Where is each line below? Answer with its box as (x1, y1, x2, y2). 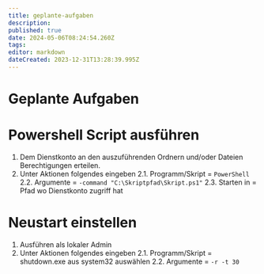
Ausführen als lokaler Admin (19, 239, 112, 249)
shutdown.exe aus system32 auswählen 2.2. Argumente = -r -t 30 (19, 257, 239, 266)
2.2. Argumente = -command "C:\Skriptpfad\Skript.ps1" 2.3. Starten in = (19, 177, 257, 187)
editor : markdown (8, 48, 66, 56)
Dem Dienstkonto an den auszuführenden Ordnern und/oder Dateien (19, 152, 243, 162)
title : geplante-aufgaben (8, 11, 93, 20)
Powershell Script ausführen (8, 126, 200, 144)
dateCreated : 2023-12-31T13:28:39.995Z (8, 56, 140, 64)
